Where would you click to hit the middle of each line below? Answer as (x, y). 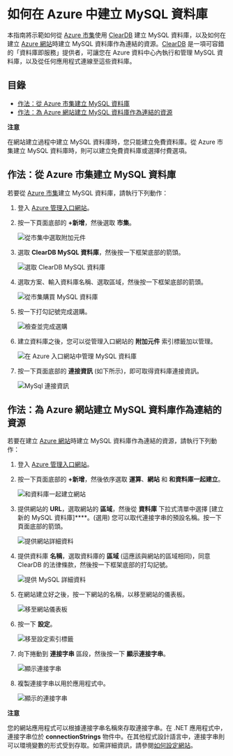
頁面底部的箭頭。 (42, 526)
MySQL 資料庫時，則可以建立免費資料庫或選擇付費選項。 (109, 150)
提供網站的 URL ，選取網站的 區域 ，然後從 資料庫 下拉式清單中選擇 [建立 (120, 509)
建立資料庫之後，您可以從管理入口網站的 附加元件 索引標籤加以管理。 (117, 341)
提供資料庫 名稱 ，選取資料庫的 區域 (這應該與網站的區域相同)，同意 (114, 556)
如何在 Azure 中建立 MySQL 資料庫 (107, 14)
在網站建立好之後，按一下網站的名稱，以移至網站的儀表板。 (103, 595)
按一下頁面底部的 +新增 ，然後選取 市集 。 (76, 222)
